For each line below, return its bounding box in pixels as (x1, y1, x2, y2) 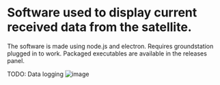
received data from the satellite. (7, 19, 193, 35)
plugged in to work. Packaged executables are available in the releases (7, 49, 207, 58)
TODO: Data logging (7, 70, 64, 78)
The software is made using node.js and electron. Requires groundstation (7, 42, 214, 50)
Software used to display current (7, 5, 197, 21)
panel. (7, 56, 25, 64)
